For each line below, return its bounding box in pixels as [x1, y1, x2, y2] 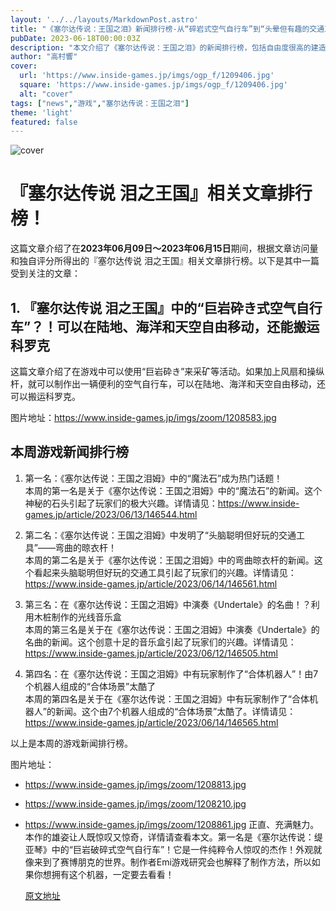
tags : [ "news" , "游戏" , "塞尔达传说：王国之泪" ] [10, 98, 190, 108]
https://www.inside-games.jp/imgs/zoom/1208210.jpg [24, 797, 247, 810]
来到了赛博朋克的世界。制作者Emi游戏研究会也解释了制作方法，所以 [33, 856, 312, 868]
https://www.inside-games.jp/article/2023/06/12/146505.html [24, 647, 278, 659]
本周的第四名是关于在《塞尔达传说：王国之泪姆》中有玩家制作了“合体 [24, 692, 310, 705]
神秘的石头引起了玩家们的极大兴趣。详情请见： [24, 497, 218, 509]
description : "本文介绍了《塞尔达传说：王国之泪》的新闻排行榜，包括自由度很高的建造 [10, 42, 327, 53]
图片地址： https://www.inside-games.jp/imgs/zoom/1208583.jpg [10, 412, 277, 423]
